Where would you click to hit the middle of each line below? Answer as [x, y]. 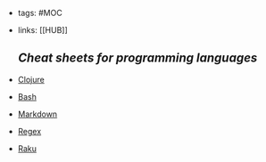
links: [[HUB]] [43, 30]
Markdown [37, 114]
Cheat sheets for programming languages [137, 58]
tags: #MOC [40, 13]
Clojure [31, 79]
